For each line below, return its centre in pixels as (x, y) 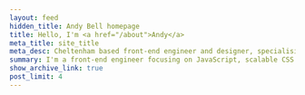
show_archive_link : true (56, 69)
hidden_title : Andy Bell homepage (75, 26)
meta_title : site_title (54, 43)
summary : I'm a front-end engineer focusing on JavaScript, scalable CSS (152, 60)
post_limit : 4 (36, 77)
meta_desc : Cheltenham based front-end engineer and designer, (132, 52)
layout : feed (34, 18)
